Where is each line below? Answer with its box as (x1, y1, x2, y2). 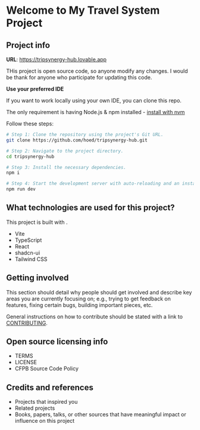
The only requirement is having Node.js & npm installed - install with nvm (6, 109, 185, 115)
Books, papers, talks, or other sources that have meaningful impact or (14, 411, 186, 418)
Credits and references (6, 382, 93, 392)
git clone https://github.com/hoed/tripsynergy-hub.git (6, 137, 148, 143)
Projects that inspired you (14, 398, 78, 406)
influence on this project (14, 417, 75, 425)
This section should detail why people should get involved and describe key (6, 288, 192, 296)
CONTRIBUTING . (6, 319, 48, 326)
